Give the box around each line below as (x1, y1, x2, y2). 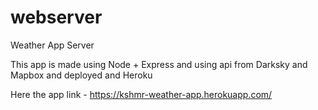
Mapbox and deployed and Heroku (10, 69, 153, 81)
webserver (10, 6, 103, 29)
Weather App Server (10, 39, 95, 51)
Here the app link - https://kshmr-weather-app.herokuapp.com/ (10, 88, 273, 100)
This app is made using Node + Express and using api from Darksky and (10, 58, 308, 70)
